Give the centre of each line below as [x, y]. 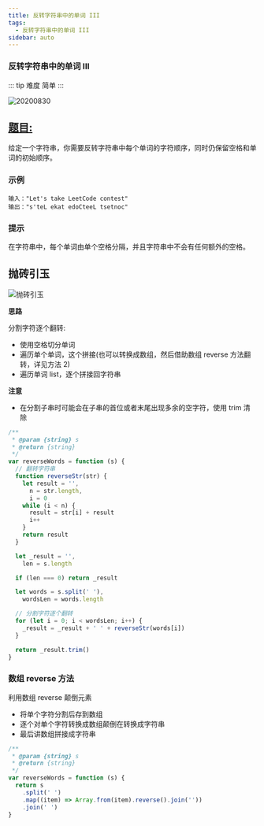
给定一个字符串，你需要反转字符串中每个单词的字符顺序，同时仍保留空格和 [129, 148]
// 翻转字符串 [35, 469]
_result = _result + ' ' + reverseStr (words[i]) [104, 628]
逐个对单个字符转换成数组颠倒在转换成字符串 [92, 724]
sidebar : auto [32, 37]
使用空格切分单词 [47, 344]
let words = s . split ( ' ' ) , [59, 592]
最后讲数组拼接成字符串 [58, 734]
